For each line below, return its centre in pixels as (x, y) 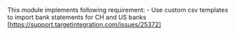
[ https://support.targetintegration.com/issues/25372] (84, 24)
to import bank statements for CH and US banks (77, 17)
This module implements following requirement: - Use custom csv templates (118, 10)
